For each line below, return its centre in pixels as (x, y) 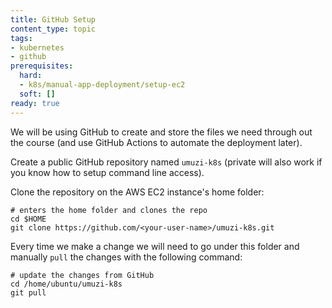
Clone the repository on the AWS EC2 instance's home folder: (137, 192)
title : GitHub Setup (53, 19)
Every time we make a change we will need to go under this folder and (155, 246)
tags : (21, 38)
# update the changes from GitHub (82, 275)
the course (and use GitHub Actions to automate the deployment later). (156, 142)
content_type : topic (53, 29)
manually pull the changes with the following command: (126, 257)
